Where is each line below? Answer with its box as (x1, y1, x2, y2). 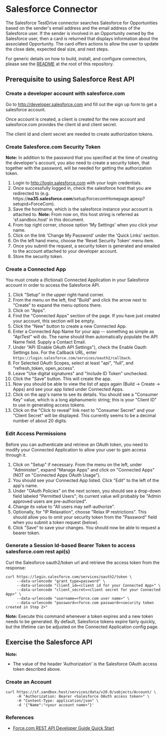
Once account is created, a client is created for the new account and (5, 116, 145, 122)
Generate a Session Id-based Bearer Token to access (5, 542, 135, 549)
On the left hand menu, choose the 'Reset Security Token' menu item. (12, 237, 155, 243)
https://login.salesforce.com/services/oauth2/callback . (12, 355, 132, 361)
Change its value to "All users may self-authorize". (12, 503, 115, 510)
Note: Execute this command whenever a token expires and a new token (5, 613, 154, 619)
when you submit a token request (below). (12, 519, 99, 525)
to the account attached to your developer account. (12, 248, 118, 254)
